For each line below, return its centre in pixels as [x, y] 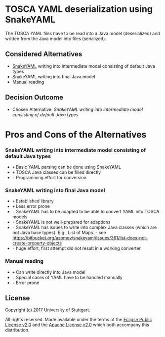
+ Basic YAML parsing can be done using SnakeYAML [66, 167]
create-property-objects [37, 243]
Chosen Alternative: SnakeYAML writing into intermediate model [78, 109]
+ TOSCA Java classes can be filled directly [57, 172]
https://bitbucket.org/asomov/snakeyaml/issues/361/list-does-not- [80, 238]
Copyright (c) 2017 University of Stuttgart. [48, 310]
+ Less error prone [31, 206]
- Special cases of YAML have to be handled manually [67, 277]
